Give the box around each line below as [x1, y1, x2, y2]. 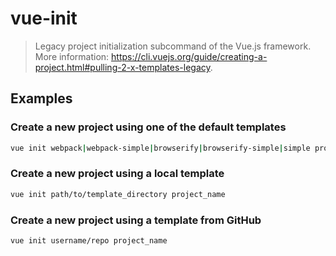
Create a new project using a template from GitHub [10, 213, 262, 227]
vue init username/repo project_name [10, 235, 168, 246]
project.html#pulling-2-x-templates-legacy [34, 61, 211, 73]
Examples [10, 90, 73, 107]
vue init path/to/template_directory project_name [10, 189, 226, 199]
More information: [34, 50, 110, 62]
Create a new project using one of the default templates [10, 120, 287, 134]
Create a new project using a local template [10, 167, 225, 181]
